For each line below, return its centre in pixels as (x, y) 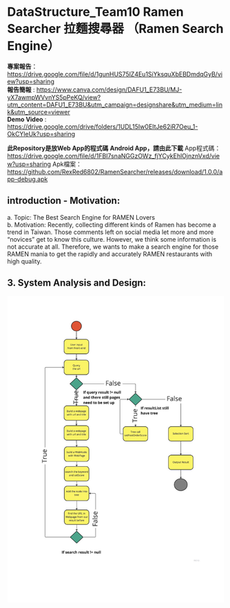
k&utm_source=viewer (39, 112)
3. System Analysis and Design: (77, 283)
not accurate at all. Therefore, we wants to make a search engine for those (113, 247)
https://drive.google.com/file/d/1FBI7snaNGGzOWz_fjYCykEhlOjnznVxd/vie (114, 156)
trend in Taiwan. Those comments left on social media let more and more (111, 232)
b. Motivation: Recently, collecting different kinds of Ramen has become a (112, 224)
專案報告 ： (22, 66)
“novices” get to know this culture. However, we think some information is (112, 239)
